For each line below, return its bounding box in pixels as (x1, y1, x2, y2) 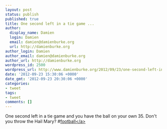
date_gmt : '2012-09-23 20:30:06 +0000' (5, 76, 88, 81)
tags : (5, 90, 16, 95)
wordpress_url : (5, 67, 37, 72)
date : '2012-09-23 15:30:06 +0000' (5, 72, 79, 77)
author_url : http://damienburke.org (5, 58, 81, 63)
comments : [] (5, 100, 32, 105)
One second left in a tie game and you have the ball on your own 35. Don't (5, 113, 157, 119)
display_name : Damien (9, 30, 55, 35)
